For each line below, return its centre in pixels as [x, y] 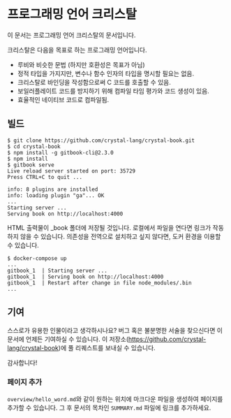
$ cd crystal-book [34, 146]
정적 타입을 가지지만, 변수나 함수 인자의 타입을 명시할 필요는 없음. [105, 73]
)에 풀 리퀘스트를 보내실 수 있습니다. [107, 347]
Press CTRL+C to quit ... [45, 177]
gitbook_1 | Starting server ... [58, 271]
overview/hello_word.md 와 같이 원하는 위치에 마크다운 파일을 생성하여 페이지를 [115, 398]
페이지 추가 [25, 382]
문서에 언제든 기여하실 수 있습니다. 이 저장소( [68, 339]
